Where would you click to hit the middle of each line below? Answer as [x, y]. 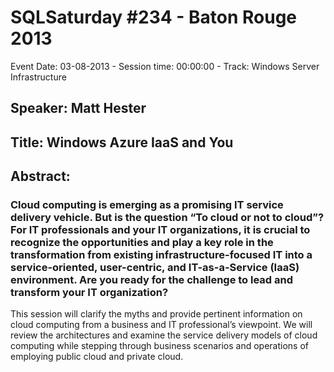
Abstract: [40, 176]
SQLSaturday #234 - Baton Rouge [154, 17]
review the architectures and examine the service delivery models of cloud [164, 335]
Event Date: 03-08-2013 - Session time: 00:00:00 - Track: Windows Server [165, 66]
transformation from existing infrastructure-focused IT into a [161, 255]
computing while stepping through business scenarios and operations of [160, 346]
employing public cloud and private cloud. [97, 357]
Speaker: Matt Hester [78, 108]
